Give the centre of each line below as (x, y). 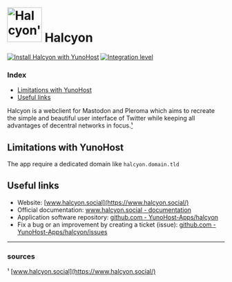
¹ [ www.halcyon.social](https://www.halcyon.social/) (81, 272)
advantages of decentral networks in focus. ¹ (70, 125)
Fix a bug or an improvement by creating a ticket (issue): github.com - (116, 224)
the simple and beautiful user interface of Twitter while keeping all (101, 118)
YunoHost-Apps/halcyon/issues (62, 231)
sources (21, 256)
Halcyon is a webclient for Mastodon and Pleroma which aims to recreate (111, 111)
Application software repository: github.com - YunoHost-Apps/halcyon (118, 217)
